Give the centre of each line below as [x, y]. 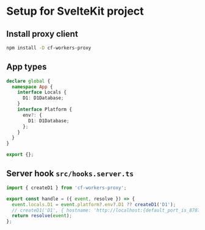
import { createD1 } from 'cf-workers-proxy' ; [67, 188]
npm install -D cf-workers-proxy [49, 48]
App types [27, 67]
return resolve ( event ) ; [42, 216]
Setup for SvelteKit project [75, 11]
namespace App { [32, 87]
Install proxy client [42, 34]
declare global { [28, 81]
